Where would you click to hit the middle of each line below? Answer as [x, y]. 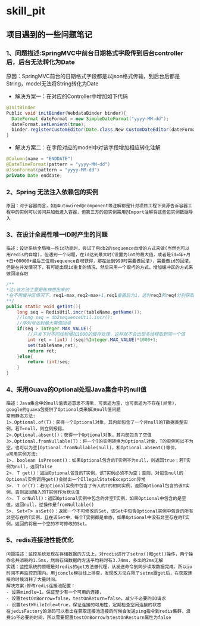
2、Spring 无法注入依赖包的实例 [52, 192]
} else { [25, 357]
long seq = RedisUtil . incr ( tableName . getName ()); [80, 312]
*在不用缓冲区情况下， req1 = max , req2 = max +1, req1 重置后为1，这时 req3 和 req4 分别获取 [100, 295]
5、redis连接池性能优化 [40, 540]
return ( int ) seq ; [49, 362]
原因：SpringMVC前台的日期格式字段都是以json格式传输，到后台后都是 [93, 76]
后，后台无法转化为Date [41, 62]
